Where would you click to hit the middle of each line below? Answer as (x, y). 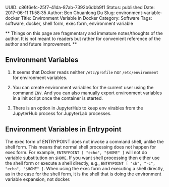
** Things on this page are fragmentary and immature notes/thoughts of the (84, 33)
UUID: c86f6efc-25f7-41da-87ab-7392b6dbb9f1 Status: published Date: (80, 7)
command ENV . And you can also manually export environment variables (87, 93)
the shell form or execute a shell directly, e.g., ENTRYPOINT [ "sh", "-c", (80, 163)
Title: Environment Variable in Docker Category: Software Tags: (87, 18)
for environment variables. (40, 78)
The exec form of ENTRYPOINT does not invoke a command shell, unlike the (84, 141)
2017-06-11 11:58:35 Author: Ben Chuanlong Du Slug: (60, 13)
